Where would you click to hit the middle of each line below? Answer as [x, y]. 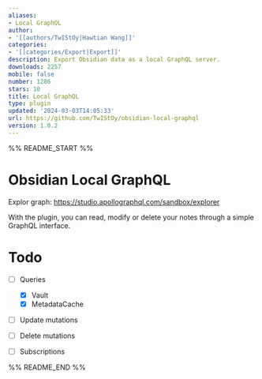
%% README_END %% [47, 367]
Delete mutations [47, 336]
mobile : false [32, 74]
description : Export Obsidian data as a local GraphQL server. [114, 60]
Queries [32, 279]
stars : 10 [24, 89]
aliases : [22, 15]
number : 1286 [30, 81]
